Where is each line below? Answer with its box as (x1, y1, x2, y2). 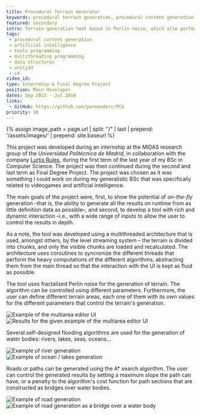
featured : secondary (6, 20, 58, 26)
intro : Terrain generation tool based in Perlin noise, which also (6, 25, 178, 32)
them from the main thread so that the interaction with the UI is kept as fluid (6, 262, 193, 270)
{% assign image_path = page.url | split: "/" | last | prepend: (6, 125, 154, 133)
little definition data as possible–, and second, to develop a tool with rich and (6, 206, 195, 213)
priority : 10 (6, 109, 39, 115)
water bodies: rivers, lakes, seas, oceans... (6, 335, 112, 342)
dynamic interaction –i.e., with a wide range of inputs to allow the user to (6, 212, 185, 219)
